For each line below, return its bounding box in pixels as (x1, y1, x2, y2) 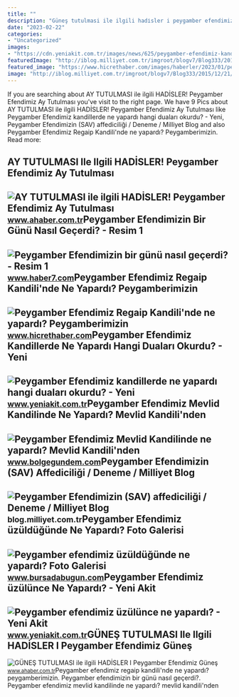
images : (7, 44, 31, 51)
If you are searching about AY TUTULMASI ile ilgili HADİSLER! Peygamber (7, 90, 223, 98)
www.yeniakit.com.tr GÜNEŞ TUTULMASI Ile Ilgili (7, 629, 212, 641)
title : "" (7, 10, 37, 18)
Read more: (7, 135, 41, 143)
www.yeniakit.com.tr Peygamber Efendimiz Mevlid (7, 397, 220, 410)
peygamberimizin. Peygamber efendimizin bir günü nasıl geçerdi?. (7, 673, 201, 682)
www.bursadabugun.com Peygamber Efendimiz (7, 571, 204, 583)
